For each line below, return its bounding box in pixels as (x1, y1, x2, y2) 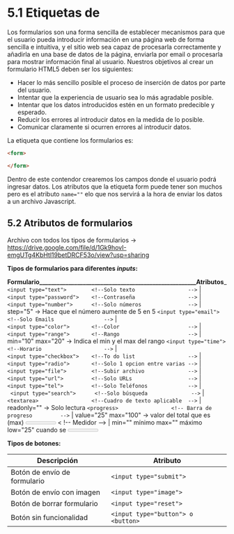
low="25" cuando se (7, 425, 66, 434)
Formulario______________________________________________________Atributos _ (7, 277, 227, 286)
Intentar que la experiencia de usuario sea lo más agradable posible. (17, 93, 214, 102)
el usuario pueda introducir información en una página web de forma (7, 35, 205, 43)
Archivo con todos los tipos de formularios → (7, 235, 137, 244)
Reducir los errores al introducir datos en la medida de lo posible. (17, 115, 205, 123)
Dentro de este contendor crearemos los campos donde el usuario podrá (7, 175, 217, 183)
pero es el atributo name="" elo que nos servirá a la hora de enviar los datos (7, 189, 223, 198)
